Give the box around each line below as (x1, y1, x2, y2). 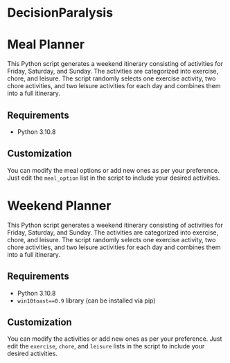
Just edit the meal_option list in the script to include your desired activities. (7, 174, 220, 182)
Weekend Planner (7, 198, 112, 213)
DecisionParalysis (7, 5, 113, 21)
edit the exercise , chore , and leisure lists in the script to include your (7, 342, 205, 351)
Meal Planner (7, 37, 85, 53)
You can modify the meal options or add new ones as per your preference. (7, 166, 220, 174)
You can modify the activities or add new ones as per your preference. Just (7, 335, 222, 343)
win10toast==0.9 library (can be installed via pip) (17, 296, 156, 305)
